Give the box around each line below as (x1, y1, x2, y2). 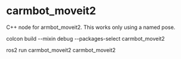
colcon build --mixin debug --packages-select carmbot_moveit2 (6, 35, 165, 42)
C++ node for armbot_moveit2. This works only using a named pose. (6, 24, 176, 31)
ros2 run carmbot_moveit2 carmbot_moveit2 (6, 46, 116, 54)
